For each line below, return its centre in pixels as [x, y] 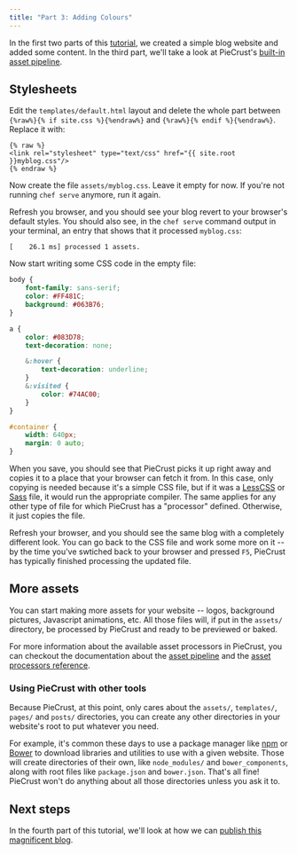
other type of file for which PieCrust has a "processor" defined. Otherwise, [146, 506]
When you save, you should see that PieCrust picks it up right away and [141, 469]
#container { [33, 427]
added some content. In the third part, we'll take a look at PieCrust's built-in [147, 52]
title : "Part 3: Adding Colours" [71, 17]
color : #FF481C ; [55, 297]
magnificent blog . [41, 840]
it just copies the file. [47, 516]
